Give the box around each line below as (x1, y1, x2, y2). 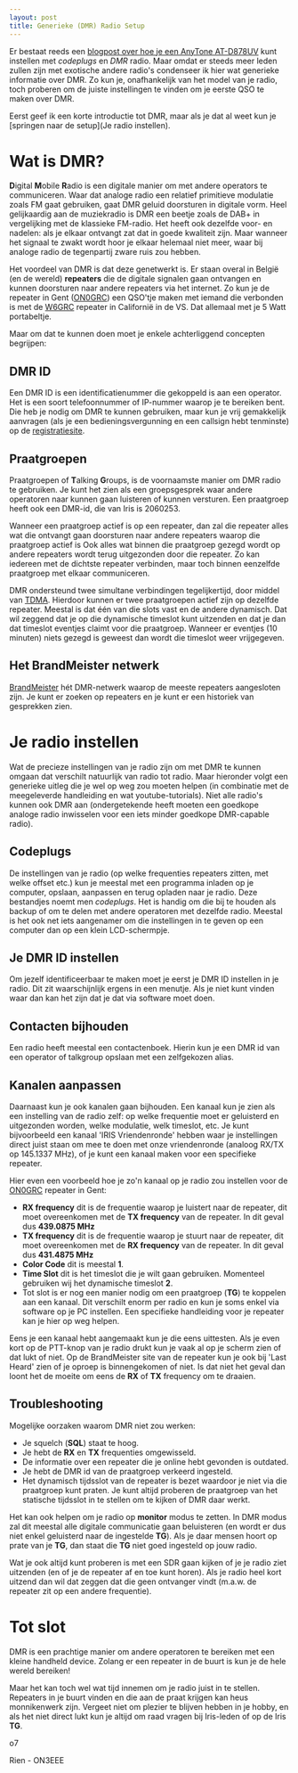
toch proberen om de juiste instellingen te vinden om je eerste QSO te (9, 84, 265, 94)
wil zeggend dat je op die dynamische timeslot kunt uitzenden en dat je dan (9, 614, 286, 625)
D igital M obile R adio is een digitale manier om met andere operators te (9, 180, 268, 192)
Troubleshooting (9, 1396, 104, 1412)
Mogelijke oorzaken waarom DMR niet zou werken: (9, 1420, 196, 1431)
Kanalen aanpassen (9, 1077, 122, 1092)
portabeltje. (9, 311, 52, 322)
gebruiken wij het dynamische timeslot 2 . (21, 1278, 173, 1288)
